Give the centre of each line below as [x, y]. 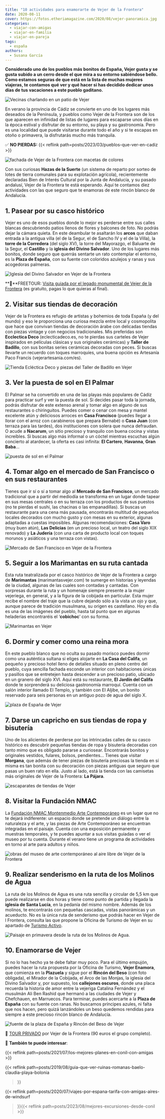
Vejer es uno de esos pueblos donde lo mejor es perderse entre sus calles [80, 223]
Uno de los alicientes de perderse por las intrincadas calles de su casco [78, 740]
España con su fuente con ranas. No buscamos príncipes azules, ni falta [79, 1004]
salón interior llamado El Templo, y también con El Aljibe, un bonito [72, 690]
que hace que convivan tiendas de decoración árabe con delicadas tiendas [81, 326]
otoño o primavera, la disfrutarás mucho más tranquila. [61, 135]
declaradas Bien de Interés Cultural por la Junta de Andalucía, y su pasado [81, 180]
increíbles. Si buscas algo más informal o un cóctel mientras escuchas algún [82, 436]
